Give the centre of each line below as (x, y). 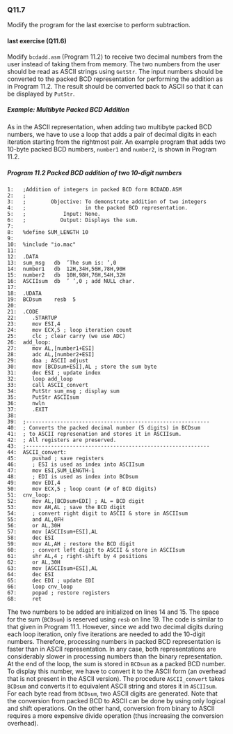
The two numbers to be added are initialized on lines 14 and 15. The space (113, 612)
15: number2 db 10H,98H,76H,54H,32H (67, 275)
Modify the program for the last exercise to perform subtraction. (99, 25)
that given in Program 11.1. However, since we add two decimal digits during (115, 627)
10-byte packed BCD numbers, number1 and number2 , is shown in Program (112, 149)
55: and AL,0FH (35, 520)
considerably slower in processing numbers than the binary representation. (115, 656)
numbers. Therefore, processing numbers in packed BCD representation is (114, 642)
